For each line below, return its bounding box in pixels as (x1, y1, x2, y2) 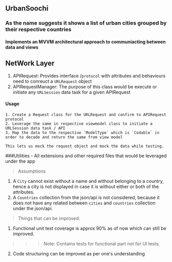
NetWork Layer (5, 59, 55, 68)
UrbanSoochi (5, 4, 49, 13)
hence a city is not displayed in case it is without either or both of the (12, 183, 159, 190)
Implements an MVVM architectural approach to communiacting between (5, 39, 166, 45)
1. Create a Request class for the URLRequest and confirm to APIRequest (5, 112, 167, 117)
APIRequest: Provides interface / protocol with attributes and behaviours (12, 72, 166, 79)
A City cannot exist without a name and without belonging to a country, (12, 178, 164, 184)
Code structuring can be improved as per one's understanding (12, 250, 145, 256)
